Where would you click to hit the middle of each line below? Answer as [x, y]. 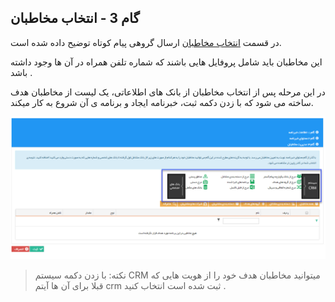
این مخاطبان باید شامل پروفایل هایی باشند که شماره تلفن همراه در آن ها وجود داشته [166, 62]
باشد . [21, 72]
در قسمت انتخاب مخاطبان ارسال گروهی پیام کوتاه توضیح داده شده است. [146, 42]
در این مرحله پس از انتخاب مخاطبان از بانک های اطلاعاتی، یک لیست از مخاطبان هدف [168, 92]
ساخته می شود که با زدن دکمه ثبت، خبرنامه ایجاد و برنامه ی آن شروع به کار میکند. [162, 102]
